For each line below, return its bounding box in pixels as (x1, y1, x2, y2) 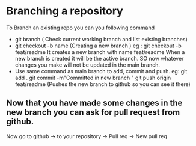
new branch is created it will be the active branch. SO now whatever (14, 55, 184, 62)
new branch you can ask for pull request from (6, 107, 180, 118)
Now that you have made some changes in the (6, 98, 183, 108)
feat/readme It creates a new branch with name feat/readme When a (14, 48, 185, 55)
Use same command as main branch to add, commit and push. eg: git (14, 67, 188, 75)
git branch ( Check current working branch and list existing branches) (14, 35, 188, 43)
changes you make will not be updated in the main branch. (14, 61, 161, 68)
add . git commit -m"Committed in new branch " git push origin (14, 74, 171, 81)
